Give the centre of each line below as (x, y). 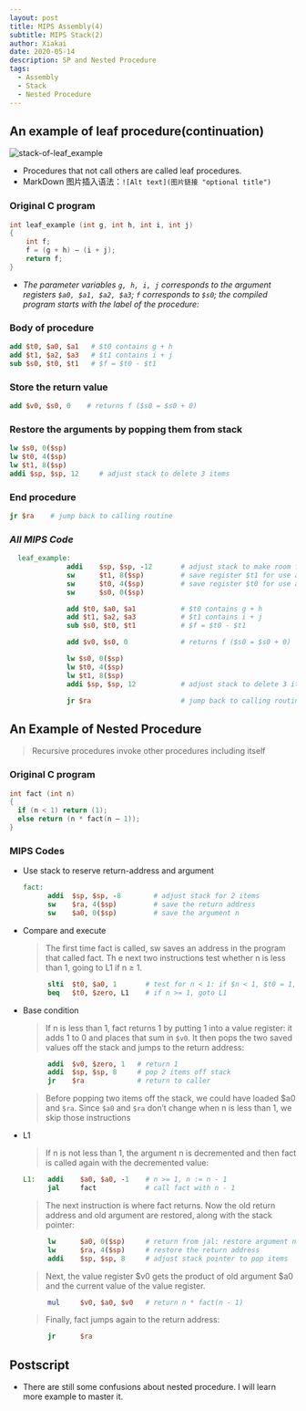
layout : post (34, 18)
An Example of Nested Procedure (106, 729)
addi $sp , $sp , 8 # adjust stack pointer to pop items (168, 1259)
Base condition (51, 1010)
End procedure (43, 496)
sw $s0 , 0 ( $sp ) (106, 592)
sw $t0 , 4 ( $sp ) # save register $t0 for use (179, 584)
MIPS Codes (37, 851)
